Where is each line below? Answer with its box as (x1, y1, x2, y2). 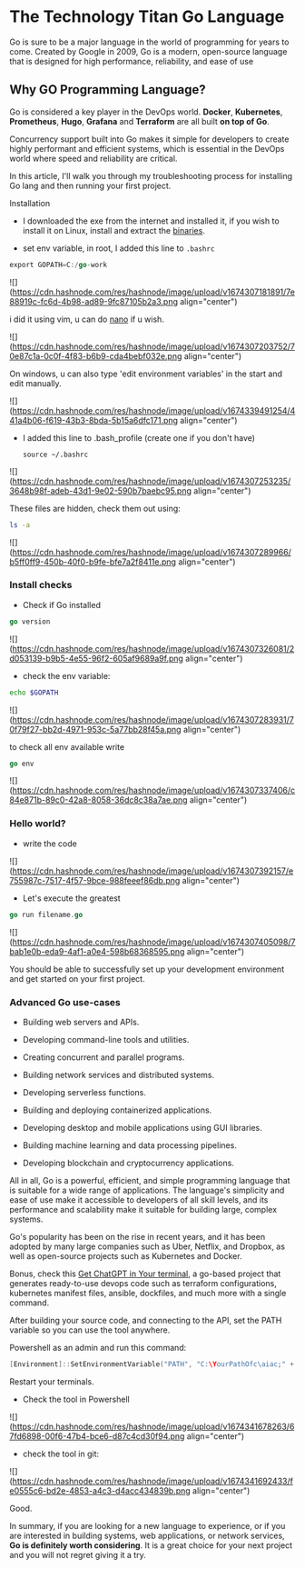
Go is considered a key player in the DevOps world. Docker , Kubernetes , (9, 106, 283, 117)
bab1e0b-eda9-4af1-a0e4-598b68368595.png (9, 945, 185, 956)
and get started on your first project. (9, 973, 145, 984)
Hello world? (9, 817, 66, 830)
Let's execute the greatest (22, 893, 121, 904)
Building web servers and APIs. (22, 1016, 140, 1027)
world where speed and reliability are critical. (9, 153, 178, 164)
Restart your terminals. (9, 1375, 95, 1387)
